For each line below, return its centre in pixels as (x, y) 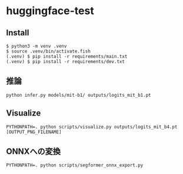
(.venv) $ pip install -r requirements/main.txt (67, 57)
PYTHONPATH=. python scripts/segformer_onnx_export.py (75, 165)
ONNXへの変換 (33, 152)
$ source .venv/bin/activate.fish (49, 51)
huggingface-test (50, 11)
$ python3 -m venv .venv (36, 46)
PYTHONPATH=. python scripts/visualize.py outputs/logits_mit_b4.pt (92, 127)
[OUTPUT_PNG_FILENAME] (34, 132)
